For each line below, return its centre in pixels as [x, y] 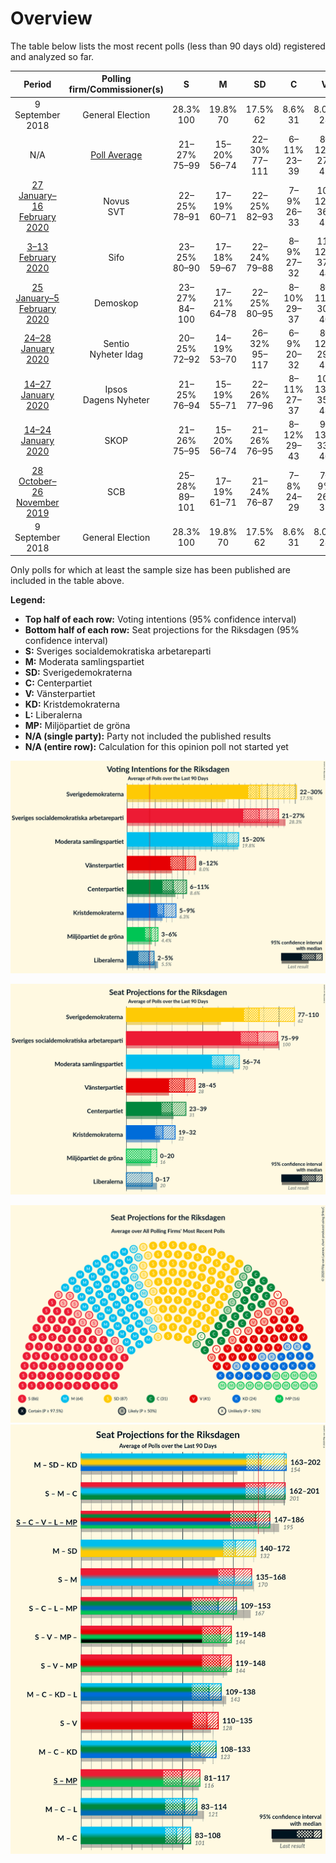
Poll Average [116, 155]
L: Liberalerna [53, 715]
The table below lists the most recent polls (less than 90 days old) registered [168, 46]
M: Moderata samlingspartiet [84, 662]
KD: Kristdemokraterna [72, 704]
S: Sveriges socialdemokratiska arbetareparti [118, 651]
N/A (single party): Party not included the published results [148, 736]
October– [37, 481]
